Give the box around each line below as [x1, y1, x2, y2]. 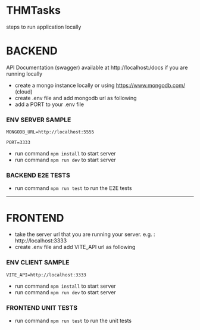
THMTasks [6, 4, 61, 17]
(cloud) [14, 88, 33, 95]
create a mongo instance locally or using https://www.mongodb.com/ [14, 82, 186, 89]
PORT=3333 [6, 139, 31, 146]
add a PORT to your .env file [14, 101, 85, 108]
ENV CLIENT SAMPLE [6, 259, 70, 267]
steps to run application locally [6, 23, 82, 30]
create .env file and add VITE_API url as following [14, 244, 136, 251]
